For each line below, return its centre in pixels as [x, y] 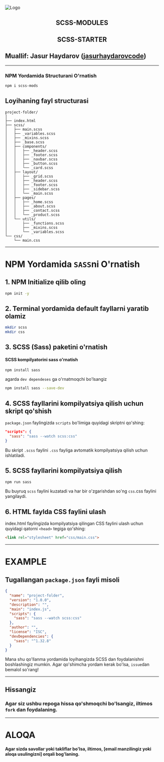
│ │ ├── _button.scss [31, 164]
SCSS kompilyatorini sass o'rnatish [41, 360]
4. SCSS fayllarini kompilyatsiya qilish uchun [74, 403]
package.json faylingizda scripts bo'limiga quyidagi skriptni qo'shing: [75, 423]
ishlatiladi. [15, 455]
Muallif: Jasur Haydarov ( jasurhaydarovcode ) [76, 56]
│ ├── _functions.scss [35, 223]
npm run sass [18, 482]
